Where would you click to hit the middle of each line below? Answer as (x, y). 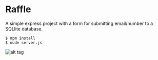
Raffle (18, 9)
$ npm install (21, 38)
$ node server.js (24, 42)
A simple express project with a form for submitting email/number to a (79, 23)
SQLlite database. (24, 28)
